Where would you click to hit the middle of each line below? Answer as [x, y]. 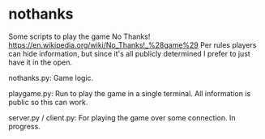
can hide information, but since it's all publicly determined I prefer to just [130, 53]
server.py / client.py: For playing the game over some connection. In [122, 117]
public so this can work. [48, 102]
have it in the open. [41, 62]
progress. [24, 126]
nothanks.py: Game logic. [51, 78]
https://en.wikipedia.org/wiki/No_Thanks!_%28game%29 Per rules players [132, 44]
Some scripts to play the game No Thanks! [79, 36]
